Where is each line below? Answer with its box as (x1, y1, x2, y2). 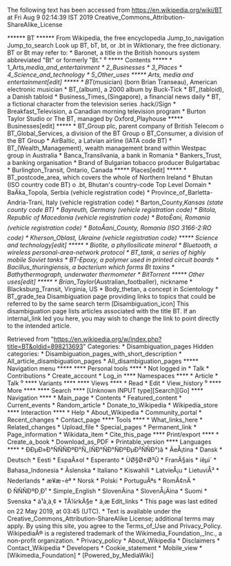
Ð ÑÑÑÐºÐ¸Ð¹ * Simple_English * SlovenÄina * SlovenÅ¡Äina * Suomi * (7, 487, 208, 495)
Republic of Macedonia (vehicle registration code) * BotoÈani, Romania (7, 213, 210, 222)
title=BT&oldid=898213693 (7, 342, 83, 351)
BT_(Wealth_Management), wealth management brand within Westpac (7, 144, 207, 152)
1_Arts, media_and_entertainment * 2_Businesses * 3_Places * (7, 64, 183, 71)
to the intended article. (7, 322, 72, 330)
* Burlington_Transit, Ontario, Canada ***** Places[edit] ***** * (7, 166, 187, 174)
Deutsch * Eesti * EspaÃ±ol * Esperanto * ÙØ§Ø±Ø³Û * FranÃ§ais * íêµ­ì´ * (7, 456, 217, 464)
